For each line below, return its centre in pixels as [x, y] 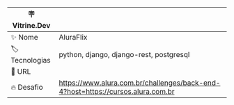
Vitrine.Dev [31, 25]
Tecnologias [31, 60]
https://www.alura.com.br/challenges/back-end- [140, 83]
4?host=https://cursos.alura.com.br [117, 91]
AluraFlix [73, 37]
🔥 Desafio [27, 87]
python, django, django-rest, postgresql [124, 54]
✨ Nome [24, 37]
